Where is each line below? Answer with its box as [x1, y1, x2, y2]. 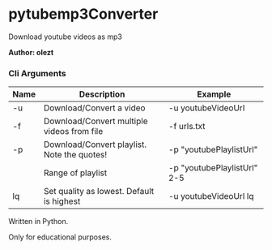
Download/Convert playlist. [43, 139, 147, 150]
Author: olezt [8, 47, 54, 57]
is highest [43, 196, 81, 207]
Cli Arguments [8, 67, 66, 79]
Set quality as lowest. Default [43, 186, 155, 197]
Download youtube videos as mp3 [8, 32, 123, 41]
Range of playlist [43, 167, 108, 179]
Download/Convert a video [43, 102, 146, 114]
